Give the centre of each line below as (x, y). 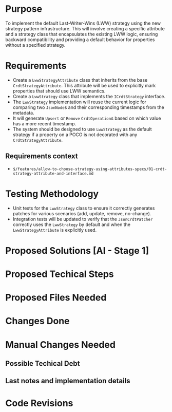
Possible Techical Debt (43, 363)
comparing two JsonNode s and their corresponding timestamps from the (88, 107)
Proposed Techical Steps (60, 274)
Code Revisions (39, 403)
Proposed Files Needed (56, 298)
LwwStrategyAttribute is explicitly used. (55, 230)
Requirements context (42, 156)
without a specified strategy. (35, 45)
